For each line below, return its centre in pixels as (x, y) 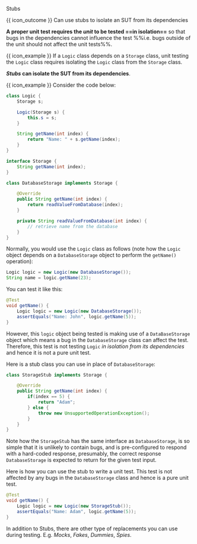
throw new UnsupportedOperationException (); (94, 413)
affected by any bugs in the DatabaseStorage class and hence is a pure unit (97, 478)
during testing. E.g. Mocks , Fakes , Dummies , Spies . (69, 534)
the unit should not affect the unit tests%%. (59, 44)
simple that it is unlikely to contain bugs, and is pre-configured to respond (96, 447)
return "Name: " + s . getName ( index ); (74, 140)
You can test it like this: (34, 289)
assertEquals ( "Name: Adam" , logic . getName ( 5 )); (77, 511)
